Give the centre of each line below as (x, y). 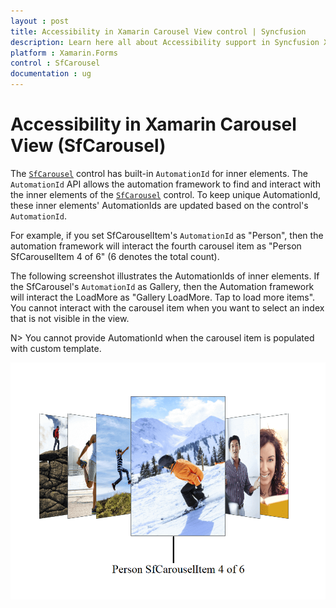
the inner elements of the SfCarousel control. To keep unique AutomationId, (165, 194)
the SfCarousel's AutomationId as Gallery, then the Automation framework (162, 286)
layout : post (40, 21)
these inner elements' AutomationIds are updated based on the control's (159, 205)
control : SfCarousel (55, 63)
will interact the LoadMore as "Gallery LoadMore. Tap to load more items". (163, 297)
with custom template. (56, 348)
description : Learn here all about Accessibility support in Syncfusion (165, 42)
